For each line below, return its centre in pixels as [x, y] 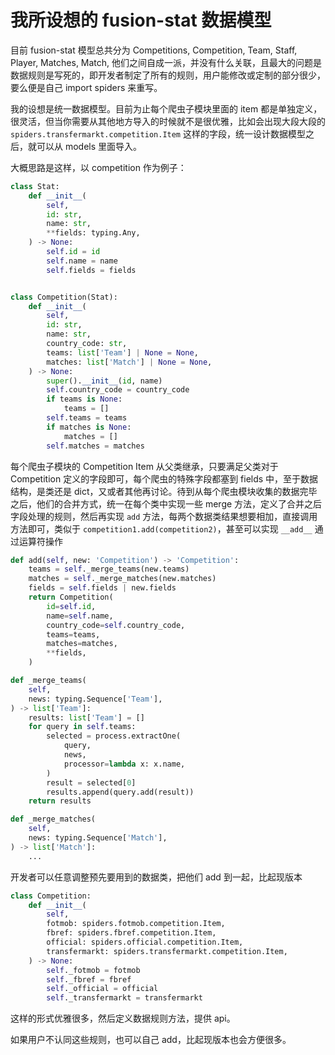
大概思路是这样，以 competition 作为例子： [98, 167]
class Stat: [35, 186]
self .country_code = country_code [118, 390]
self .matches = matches [95, 446]
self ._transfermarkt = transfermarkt [124, 998]
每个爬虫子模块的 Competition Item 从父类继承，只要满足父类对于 [144, 466]
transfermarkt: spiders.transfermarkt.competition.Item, [167, 951]
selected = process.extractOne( [114, 736]
